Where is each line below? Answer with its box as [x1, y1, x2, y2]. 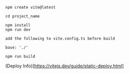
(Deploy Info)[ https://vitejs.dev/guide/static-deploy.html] [5, 63, 124, 69]
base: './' [5, 45, 29, 50]
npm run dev [5, 27, 31, 32]
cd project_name [5, 14, 40, 19]
